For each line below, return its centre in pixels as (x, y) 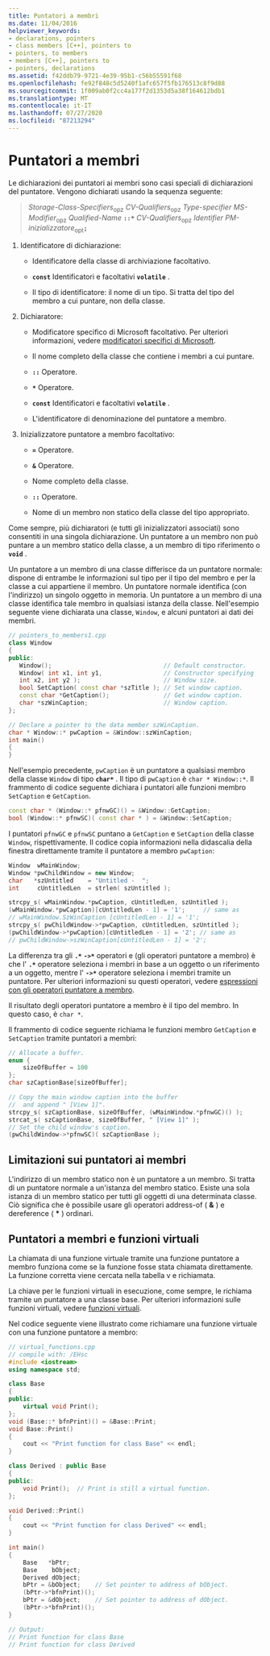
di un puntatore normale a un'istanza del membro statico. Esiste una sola (129, 1188)
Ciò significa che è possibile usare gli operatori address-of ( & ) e (116, 1205)
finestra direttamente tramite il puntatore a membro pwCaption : (112, 850)
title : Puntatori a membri (54, 16)
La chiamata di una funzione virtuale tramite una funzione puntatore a (124, 1258)
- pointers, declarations (52, 68)
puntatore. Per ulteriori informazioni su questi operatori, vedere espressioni (133, 981)
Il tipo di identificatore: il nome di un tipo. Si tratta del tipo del (133, 293)
